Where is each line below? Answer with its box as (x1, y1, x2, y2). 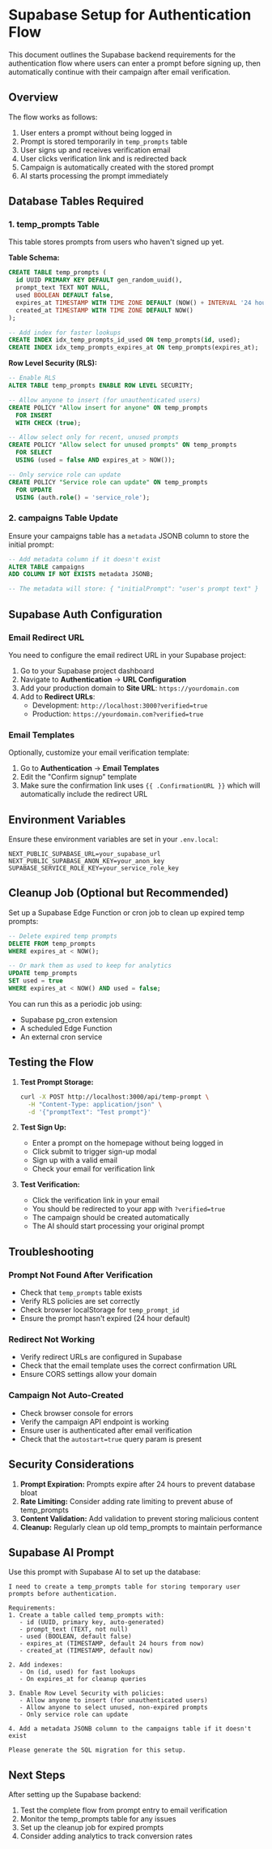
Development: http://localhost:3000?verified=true (32, 700, 208, 710)
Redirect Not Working (8, 1334, 96, 1345)
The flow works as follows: (8, 112, 98, 122)
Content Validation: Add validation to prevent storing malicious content (19, 1513, 259, 1523)
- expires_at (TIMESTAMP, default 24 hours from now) (19, 1640, 205, 1648)
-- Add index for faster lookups (8, 329, 121, 337)
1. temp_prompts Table (8, 219, 100, 230)
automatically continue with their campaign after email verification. (8, 67, 231, 76)
